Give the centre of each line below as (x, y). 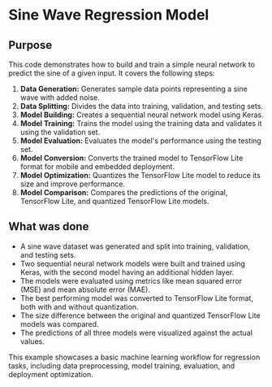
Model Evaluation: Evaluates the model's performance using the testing (140, 141)
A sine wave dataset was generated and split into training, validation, (135, 246)
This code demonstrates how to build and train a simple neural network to (132, 64)
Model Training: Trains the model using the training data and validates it (141, 123)
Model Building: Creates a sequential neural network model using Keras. (142, 115)
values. (32, 341)
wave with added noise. (60, 98)
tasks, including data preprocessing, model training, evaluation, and (122, 365)
